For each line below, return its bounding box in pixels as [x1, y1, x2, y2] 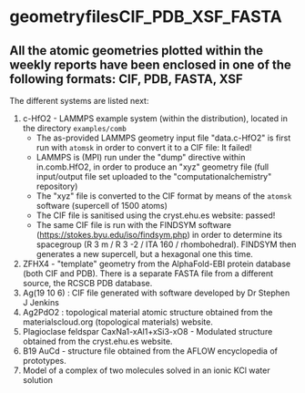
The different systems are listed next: [9, 96, 149, 106]
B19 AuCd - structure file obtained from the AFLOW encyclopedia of [22, 346, 278, 357]
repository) [36, 181, 78, 191]
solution [22, 375, 53, 385]
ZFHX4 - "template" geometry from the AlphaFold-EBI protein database [22, 258, 291, 269]
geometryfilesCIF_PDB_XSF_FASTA [9, 6, 282, 27]
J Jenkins [22, 297, 59, 307]
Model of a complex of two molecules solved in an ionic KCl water [22, 365, 270, 376]
